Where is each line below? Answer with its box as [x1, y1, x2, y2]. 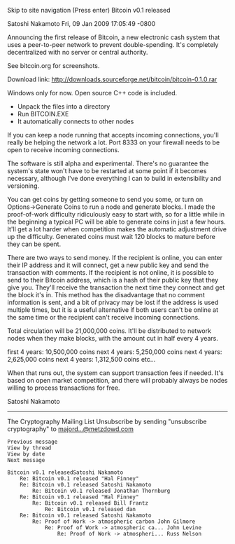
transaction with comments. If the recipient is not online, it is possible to [7, 268, 215, 276]
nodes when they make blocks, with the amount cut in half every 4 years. [7, 334, 218, 342]
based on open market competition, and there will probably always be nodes [7, 376, 229, 384]
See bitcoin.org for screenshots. [7, 62, 100, 69]
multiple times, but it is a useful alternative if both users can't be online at [7, 306, 219, 314]
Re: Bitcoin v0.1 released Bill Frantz [32, 500, 149, 507]
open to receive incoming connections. [7, 146, 120, 154]
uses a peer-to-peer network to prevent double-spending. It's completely [7, 41, 219, 48]
